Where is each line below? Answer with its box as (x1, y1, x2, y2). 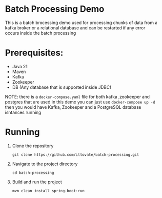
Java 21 (12, 63, 28, 69)
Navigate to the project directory (12, 161, 78, 167)
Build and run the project (12, 179, 62, 185)
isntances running (5, 109, 41, 115)
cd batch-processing (12, 170, 54, 175)
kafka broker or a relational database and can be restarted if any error (5, 25, 145, 30)
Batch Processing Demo (5, 3, 104, 15)
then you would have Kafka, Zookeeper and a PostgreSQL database (5, 104, 142, 110)
